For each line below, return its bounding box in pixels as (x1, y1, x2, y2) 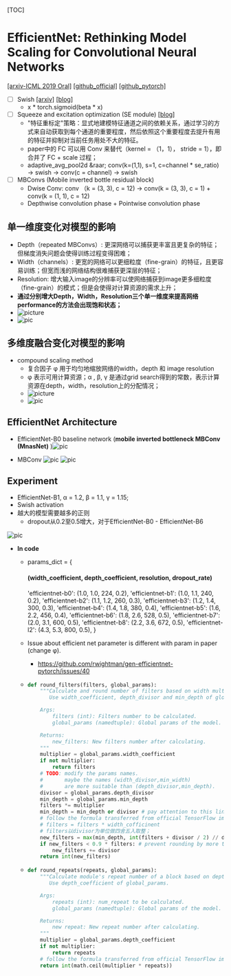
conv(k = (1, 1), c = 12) (27, 192, 90, 200)
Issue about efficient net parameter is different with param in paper (27, 639, 218, 647)
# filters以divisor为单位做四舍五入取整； (40, 827, 151, 834)
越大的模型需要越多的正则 (16, 509, 90, 517)
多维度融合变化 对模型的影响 (7, 337, 125, 349)
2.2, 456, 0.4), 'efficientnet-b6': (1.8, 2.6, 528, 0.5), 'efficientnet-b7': (27, 611, 220, 619)
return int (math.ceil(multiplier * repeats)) (40, 962, 173, 969)
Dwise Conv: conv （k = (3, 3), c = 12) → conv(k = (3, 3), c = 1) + (27, 184, 211, 193)
